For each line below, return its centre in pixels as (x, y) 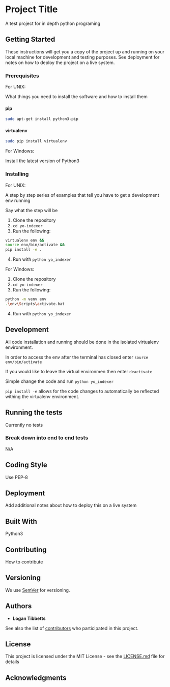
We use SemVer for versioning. (38, 590)
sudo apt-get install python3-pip (42, 119)
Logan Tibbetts (29, 618)
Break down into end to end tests (47, 438)
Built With (21, 521)
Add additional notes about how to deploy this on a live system (71, 505)
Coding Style (26, 465)
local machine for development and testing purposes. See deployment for (82, 57)
